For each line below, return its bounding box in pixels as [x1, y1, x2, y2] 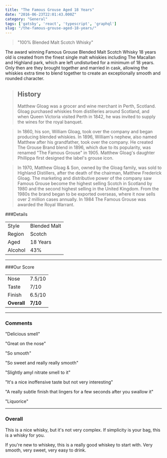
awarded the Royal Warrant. [17, 201, 75, 207]
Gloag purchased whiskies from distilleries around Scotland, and [17, 108, 150, 114]
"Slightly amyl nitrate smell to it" [5, 369, 71, 375]
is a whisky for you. [5, 432, 45, 438]
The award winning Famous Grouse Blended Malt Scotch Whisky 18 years [5, 49, 157, 55]
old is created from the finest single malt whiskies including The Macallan [5, 54, 156, 60]
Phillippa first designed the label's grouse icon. [17, 155, 114, 161]
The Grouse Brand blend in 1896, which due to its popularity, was [17, 144, 151, 150]
